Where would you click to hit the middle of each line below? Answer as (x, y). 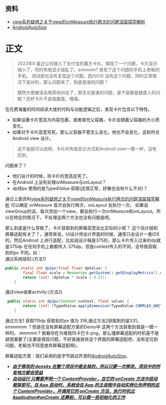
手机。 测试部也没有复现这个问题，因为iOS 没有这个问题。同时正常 (85, 76)
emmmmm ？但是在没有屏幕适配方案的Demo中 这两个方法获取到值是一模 (80, 327)
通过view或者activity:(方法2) (34, 292)
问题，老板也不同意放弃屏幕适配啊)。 (43, 345)
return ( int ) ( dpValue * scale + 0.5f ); (65, 277)
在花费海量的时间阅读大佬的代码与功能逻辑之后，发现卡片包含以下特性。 (79, 109)
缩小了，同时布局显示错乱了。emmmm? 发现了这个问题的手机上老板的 (88, 69)
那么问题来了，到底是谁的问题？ (76, 82)
